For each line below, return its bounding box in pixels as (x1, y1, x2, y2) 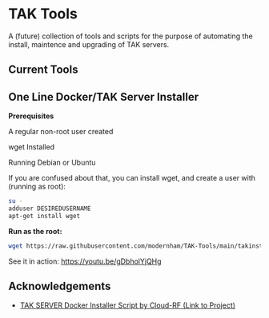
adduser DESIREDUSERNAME (8, 205, 91, 213)
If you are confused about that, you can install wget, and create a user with (8, 173, 256, 183)
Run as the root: (8, 226, 62, 236)
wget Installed (8, 142, 54, 152)
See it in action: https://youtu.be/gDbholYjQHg (8, 256, 162, 266)
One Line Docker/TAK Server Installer (8, 89, 199, 104)
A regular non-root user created (8, 127, 114, 137)
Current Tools (8, 63, 78, 77)
